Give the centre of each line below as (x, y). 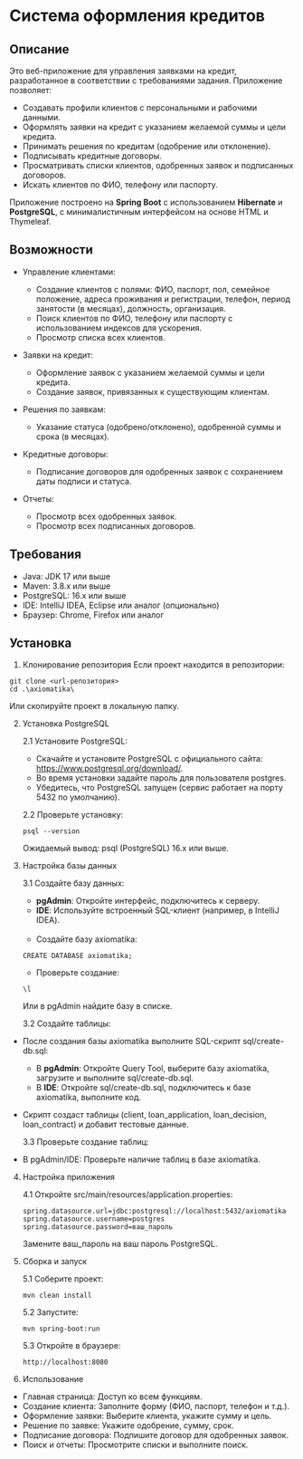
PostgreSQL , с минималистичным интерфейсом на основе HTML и (139, 212)
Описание (39, 49)
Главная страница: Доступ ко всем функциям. (112, 1397)
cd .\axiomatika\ (42, 689)
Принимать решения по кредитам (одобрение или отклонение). (147, 146)
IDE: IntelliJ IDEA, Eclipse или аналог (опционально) (121, 605)
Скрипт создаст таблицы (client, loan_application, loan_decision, (144, 1115)
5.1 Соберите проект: (63, 1279)
